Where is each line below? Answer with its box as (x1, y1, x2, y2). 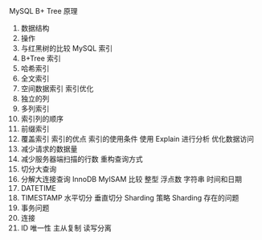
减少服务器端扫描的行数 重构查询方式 (20, 155, 143, 163)
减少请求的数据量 (20, 144, 78, 154)
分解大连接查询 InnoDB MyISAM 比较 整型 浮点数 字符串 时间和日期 (20, 175, 243, 184)
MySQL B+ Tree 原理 (9, 6, 79, 15)
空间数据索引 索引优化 (20, 84, 94, 93)
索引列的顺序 (20, 114, 63, 123)
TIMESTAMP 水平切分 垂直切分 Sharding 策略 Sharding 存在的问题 (20, 193, 239, 202)
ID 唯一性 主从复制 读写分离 (20, 223, 112, 233)
